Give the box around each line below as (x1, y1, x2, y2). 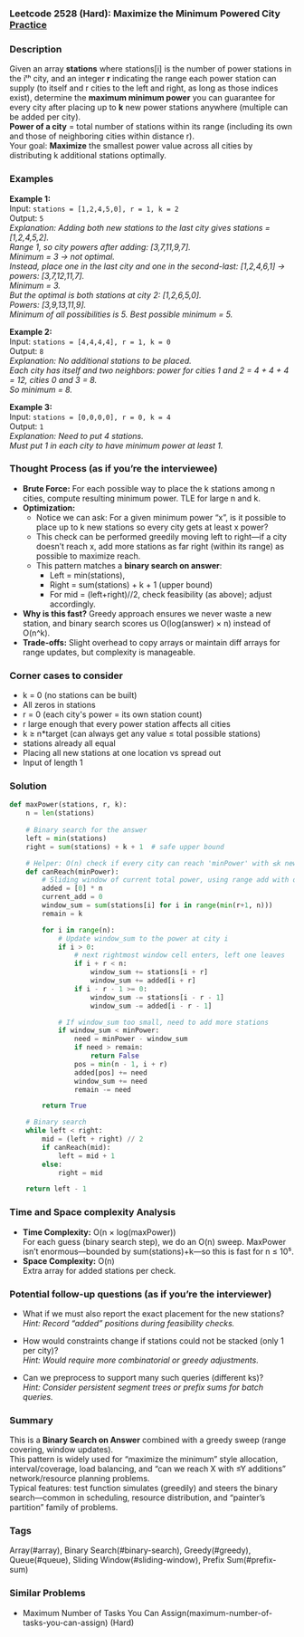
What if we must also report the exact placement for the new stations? (22, 1307, 285, 1319)
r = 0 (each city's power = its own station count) (22, 709, 203, 720)
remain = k (42, 909, 83, 918)
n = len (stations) (25, 809, 95, 818)
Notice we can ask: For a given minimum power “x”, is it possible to (35, 512, 287, 522)
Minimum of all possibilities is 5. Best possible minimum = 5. (9, 309, 233, 320)
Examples (9, 173, 54, 186)
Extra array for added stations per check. (22, 1265, 176, 1276)
